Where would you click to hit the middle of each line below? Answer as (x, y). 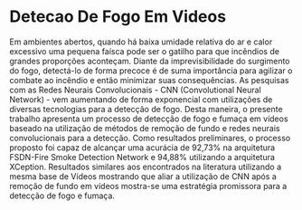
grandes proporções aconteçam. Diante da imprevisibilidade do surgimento (150, 61)
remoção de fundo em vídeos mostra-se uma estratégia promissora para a (148, 186)
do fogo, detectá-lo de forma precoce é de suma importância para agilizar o (151, 71)
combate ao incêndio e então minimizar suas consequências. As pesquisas (149, 80)
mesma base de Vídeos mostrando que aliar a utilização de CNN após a (143, 176)
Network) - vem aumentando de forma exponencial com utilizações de (141, 99)
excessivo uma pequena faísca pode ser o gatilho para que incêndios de (145, 51)
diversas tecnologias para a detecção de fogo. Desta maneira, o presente (146, 109)
